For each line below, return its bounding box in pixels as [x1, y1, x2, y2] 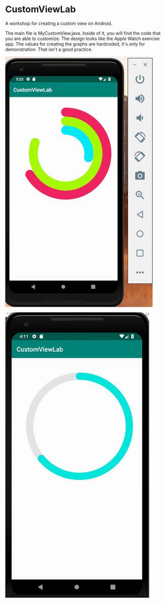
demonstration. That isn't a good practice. [5, 46, 93, 52]
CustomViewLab [5, 4, 76, 15]
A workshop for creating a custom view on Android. [5, 20, 113, 26]
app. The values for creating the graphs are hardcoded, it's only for [5, 41, 145, 47]
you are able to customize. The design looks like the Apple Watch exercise [5, 35, 160, 42]
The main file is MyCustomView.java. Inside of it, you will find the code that [5, 30, 161, 36]
